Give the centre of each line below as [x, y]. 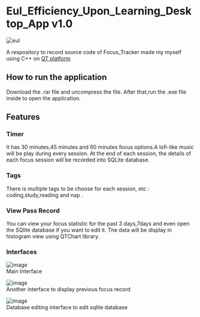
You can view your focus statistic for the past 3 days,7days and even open [98, 224]
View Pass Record [33, 210]
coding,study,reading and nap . [45, 195]
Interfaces [22, 252]
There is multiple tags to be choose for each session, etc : [78, 189]
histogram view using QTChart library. [53, 237]
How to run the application [57, 77]
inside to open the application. [43, 98]
